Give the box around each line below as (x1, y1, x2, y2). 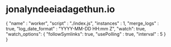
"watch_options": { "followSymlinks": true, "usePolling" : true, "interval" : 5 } (6, 31, 166, 37)
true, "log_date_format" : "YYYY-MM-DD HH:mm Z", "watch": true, (6, 25, 146, 31)
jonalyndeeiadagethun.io (6, 4, 115, 15)
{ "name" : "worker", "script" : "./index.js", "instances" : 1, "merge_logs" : (6, 20, 159, 26)
